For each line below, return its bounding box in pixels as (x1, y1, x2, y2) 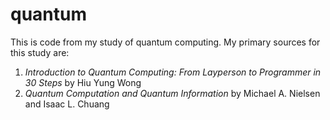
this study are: (10, 46, 70, 58)
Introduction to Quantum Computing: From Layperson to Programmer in (24, 66, 322, 78)
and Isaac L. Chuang (24, 98, 110, 110)
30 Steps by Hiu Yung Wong (24, 76, 142, 88)
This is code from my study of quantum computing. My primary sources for (10, 36, 321, 48)
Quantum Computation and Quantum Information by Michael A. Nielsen (24, 87, 321, 99)
